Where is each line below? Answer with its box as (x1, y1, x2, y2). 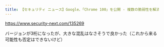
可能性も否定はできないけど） (5, 36, 65, 42)
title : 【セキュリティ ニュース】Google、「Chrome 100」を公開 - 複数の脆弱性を (5, 7, 153, 12)
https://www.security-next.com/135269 (5, 20, 84, 26)
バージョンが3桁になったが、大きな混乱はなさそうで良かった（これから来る (5, 30, 158, 36)
